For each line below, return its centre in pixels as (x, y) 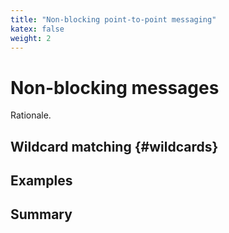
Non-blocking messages (115, 87)
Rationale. (31, 115)
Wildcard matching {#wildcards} (114, 146)
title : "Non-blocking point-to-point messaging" (113, 19)
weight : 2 (31, 38)
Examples (41, 181)
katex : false (37, 29)
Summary (41, 214)
